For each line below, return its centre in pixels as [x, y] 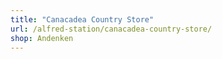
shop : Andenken [42, 38]
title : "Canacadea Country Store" [82, 19]
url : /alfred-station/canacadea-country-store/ [111, 29]
